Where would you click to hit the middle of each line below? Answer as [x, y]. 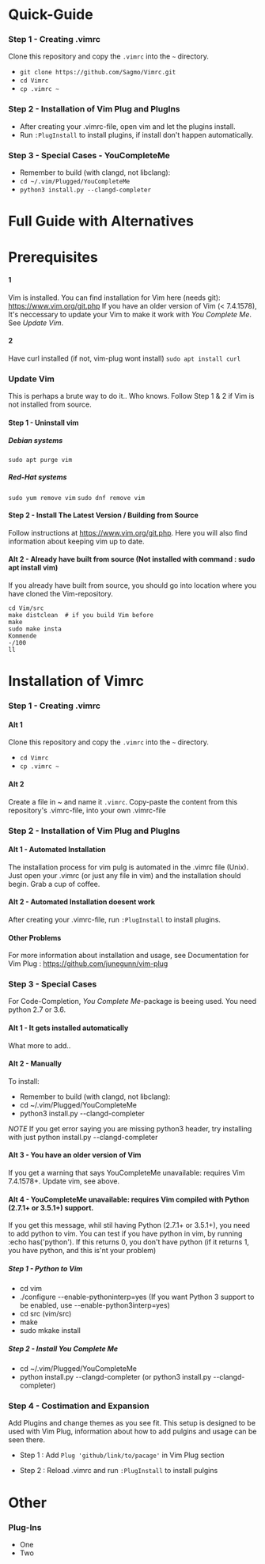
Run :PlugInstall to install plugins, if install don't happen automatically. [136, 134]
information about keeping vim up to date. [76, 541]
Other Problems [35, 937]
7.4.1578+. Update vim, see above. [64, 1181]
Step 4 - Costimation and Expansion [79, 1406]
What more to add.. [40, 1045]
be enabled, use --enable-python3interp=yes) [95, 1305]
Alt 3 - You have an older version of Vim [75, 1155]
